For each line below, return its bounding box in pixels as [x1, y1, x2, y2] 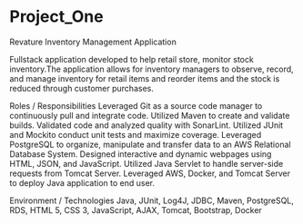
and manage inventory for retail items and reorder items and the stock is [9, 73, 280, 83]
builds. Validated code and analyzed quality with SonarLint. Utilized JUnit [9, 120, 284, 131]
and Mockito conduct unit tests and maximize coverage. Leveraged [9, 129, 262, 140]
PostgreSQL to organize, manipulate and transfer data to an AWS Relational [9, 139, 291, 150]
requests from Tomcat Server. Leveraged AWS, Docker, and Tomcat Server [9, 168, 291, 179]
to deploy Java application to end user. [9, 177, 155, 188]
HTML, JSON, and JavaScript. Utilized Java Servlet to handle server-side [9, 158, 284, 169]
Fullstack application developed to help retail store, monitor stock [9, 54, 255, 64]
